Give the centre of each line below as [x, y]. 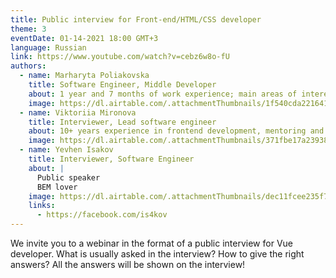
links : [42, 206]
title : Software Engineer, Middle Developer [122, 85]
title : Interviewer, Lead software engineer [122, 122]
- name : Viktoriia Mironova [78, 112]
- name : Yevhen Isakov [66, 150]
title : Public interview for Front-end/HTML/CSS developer [136, 19]
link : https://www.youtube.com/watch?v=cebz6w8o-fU [120, 57]
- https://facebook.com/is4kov [102, 215]
